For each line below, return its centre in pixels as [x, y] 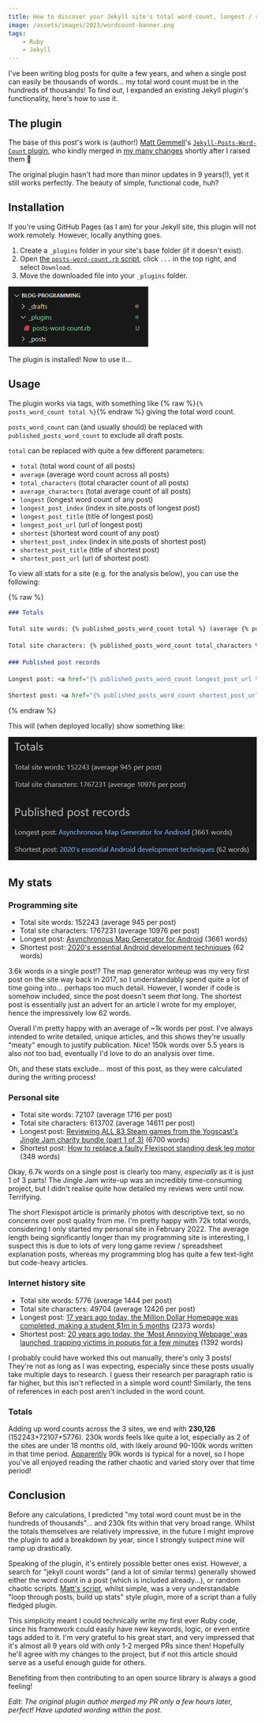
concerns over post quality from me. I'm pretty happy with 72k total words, [130, 1221]
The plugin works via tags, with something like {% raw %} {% [106, 403]
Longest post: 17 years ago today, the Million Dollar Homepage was [129, 1317]
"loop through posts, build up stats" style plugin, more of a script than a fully [132, 1597]
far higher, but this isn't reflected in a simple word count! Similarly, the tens [130, 1383]
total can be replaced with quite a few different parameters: [106, 451]
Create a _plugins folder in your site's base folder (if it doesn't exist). [131, 250]
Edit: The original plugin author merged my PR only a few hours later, [120, 1701]
